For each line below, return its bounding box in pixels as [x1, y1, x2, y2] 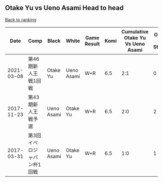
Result [84, 40, 100, 47]
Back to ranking [5, 17, 36, 22]
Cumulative [121, 28, 149, 35]
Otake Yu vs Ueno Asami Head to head [5, 4, 124, 12]
